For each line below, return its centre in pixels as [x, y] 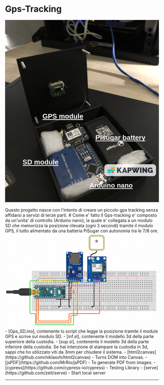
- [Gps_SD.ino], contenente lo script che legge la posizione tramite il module [82, 331]
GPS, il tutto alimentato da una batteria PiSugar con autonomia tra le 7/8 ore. [82, 231]
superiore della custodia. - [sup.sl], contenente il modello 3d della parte [77, 342]
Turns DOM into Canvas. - [121, 357]
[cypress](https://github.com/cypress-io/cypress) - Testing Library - [74, 368]
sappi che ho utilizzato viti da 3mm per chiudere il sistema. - [66, 352]
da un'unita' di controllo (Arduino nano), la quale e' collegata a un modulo [79, 220]
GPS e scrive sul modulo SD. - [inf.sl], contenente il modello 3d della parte [80, 337]
